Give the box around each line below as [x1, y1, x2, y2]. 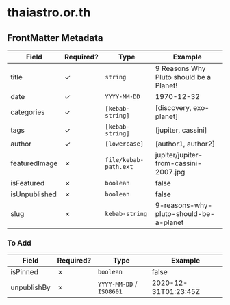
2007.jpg [155, 168, 186, 176]
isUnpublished [10, 189, 57, 199]
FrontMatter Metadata [7, 32, 103, 44]
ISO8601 [98, 288, 123, 295]
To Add [7, 238, 32, 248]
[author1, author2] [155, 139, 216, 148]
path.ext [105, 163, 133, 170]
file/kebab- [105, 156, 144, 163]
